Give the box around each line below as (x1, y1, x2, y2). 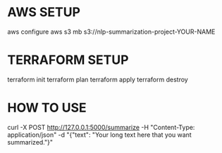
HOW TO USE (7, 100, 87, 116)
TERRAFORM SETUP (7, 52, 129, 68)
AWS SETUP (7, 4, 81, 20)
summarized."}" (7, 138, 54, 146)
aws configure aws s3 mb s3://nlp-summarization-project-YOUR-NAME (7, 27, 216, 36)
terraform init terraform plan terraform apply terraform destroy (7, 75, 188, 84)
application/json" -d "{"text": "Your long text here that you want (7, 131, 192, 139)
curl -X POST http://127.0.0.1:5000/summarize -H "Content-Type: (7, 123, 195, 131)
